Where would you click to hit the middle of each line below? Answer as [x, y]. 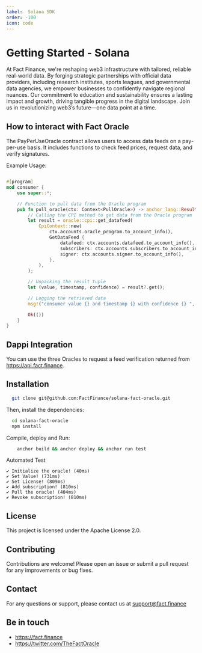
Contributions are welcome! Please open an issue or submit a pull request [98, 564]
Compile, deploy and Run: [38, 438]
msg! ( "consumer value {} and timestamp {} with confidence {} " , [112, 304]
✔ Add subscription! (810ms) [43, 487]
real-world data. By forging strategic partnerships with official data [89, 76]
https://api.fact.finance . [35, 366]
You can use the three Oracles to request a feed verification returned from [98, 359]
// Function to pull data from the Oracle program [82, 204]
